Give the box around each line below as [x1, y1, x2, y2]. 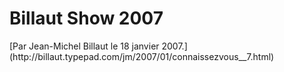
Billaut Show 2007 [9, 7, 164, 30]
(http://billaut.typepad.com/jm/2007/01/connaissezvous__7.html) [9, 50, 275, 62]
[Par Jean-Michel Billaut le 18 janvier [9, 40, 160, 52]
